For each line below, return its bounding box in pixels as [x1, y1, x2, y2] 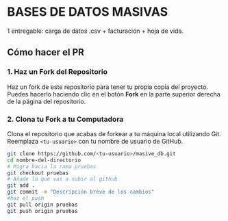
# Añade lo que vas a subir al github [7, 176, 118, 183]
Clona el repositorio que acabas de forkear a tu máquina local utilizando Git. [7, 129, 221, 138]
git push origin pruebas [7, 207, 78, 214]
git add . [7, 182, 36, 189]
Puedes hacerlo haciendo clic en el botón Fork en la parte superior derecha [7, 90, 220, 98]
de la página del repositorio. [7, 97, 86, 105]
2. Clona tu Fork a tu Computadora [7, 114, 124, 124]
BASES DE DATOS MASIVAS [7, 4, 168, 20]
